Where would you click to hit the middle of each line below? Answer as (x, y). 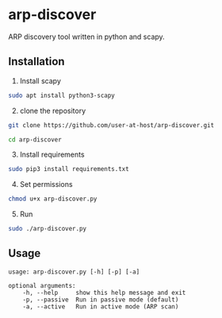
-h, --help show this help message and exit (104, 293)
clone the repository (53, 111)
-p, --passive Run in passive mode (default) (101, 300)
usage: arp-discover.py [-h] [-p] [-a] (74, 272)
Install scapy (40, 80)
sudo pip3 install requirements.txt (69, 169)
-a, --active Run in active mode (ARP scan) (101, 306)
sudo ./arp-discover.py (48, 229)
